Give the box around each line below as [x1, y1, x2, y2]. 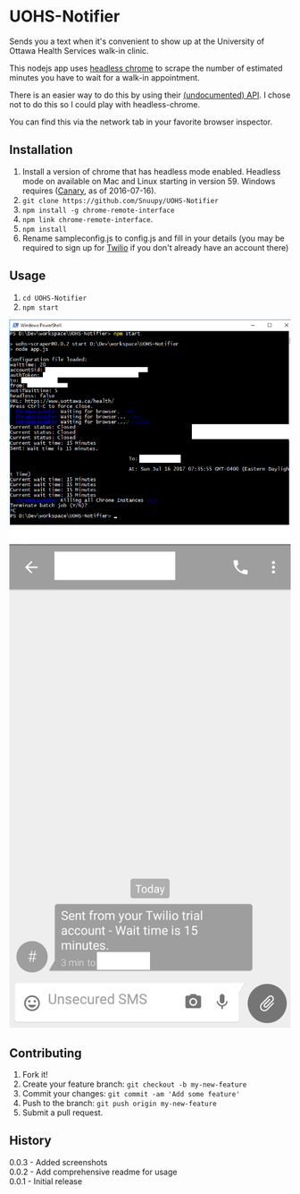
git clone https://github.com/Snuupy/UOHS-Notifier [21, 196, 219, 205]
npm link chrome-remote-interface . [21, 213, 154, 225]
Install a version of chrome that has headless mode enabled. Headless [21, 166, 281, 176]
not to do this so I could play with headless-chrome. [9, 98, 201, 109]
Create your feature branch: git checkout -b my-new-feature [21, 1079, 247, 1089]
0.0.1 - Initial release [9, 1175, 83, 1187]
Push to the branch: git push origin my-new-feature [21, 1098, 217, 1109]
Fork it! [21, 1070, 49, 1080]
